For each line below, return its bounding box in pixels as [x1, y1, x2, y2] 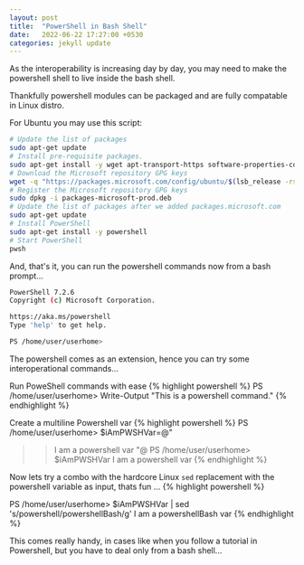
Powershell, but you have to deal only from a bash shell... [9, 544, 223, 556]
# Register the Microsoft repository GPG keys [9, 185, 188, 194]
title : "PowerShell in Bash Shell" [9, 22, 147, 31]
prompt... [9, 270, 43, 281]
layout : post [9, 13, 59, 23]
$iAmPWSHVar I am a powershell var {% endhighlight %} [53, 454, 268, 465]
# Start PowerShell [9, 236, 83, 245]
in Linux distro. [9, 100, 65, 111]
